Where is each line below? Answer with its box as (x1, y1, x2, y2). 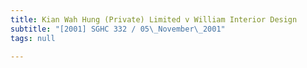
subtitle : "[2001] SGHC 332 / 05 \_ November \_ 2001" (10, 24, 226, 34)
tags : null (10, 33, 56, 43)
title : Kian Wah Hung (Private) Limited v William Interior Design (10, 14, 298, 25)
